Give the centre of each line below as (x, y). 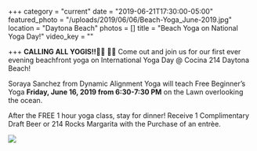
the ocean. (25, 100)
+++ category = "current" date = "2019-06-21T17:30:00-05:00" (111, 11)
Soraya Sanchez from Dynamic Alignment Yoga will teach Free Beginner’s (127, 83)
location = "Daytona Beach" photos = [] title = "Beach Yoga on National (123, 28)
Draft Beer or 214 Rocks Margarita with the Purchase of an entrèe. (114, 124)
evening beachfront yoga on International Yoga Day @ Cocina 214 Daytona (128, 60)
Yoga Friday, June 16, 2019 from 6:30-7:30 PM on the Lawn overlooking (126, 92)
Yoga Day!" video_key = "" (51, 36)
